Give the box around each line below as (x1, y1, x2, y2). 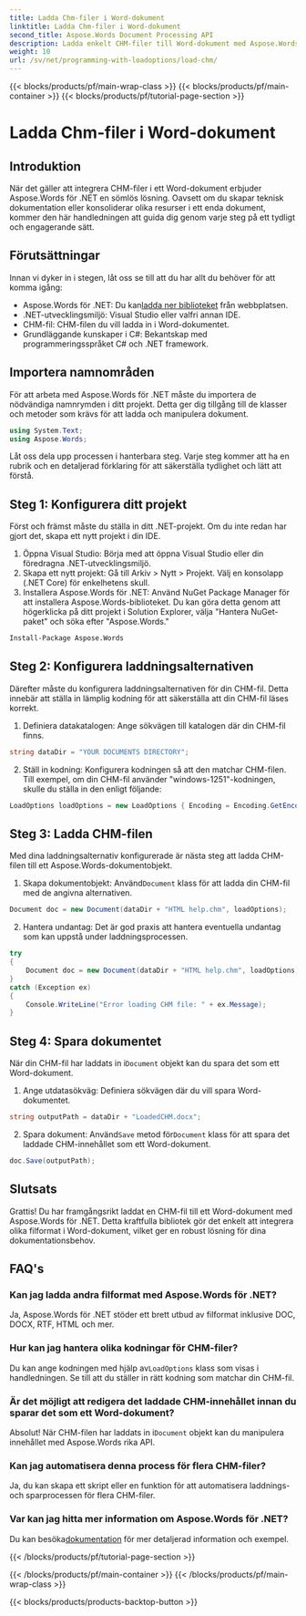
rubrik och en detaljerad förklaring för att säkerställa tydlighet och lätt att (9, 461, 282, 471)
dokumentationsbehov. (9, 1235, 96, 1246)
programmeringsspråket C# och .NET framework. (22, 338, 209, 349)
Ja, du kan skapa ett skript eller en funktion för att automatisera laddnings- (9, 1480, 291, 1491)
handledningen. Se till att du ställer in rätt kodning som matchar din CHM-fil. (9, 1372, 295, 1383)
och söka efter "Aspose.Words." (49, 616, 170, 627)
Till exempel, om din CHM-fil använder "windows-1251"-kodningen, (22, 773, 276, 784)
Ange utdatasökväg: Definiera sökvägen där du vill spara (22, 1085, 237, 1096)
